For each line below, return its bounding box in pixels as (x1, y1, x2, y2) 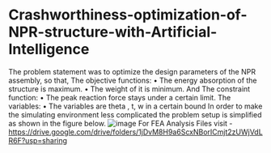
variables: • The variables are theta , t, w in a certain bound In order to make (8, 101, 263, 111)
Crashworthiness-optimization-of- (8, 6, 248, 24)
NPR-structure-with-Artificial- (8, 23, 218, 41)
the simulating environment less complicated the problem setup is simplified (8, 109, 262, 119)
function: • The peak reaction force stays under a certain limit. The (8, 92, 231, 102)
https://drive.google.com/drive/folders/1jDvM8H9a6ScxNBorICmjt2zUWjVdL (8, 127, 263, 137)
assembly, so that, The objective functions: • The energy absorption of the (8, 75, 257, 85)
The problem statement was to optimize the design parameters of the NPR (8, 66, 256, 76)
